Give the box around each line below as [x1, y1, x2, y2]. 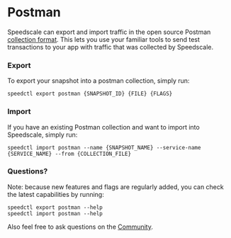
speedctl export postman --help [7, 203, 103, 211]
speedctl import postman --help [7, 210, 103, 217]
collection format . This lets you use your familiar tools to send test [7, 35, 201, 43]
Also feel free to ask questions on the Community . [7, 222, 154, 231]
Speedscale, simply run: [7, 130, 78, 139]
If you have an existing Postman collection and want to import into [7, 123, 200, 131]
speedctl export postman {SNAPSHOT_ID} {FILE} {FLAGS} [7, 90, 173, 98]
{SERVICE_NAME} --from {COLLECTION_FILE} [7, 150, 132, 157]
